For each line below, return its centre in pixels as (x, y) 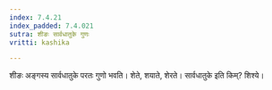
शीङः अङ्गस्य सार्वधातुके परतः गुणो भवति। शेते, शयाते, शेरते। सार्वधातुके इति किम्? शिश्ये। (137, 76)
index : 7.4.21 (36, 17)
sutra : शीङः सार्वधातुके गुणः (49, 34)
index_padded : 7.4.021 (51, 26)
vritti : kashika (39, 42)
